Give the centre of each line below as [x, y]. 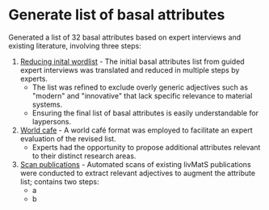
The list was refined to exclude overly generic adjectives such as [140, 87]
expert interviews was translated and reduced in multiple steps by [130, 69]
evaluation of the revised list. [68, 138]
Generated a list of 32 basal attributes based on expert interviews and [125, 37]
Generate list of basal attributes [117, 15]
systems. [47, 104]
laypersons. [51, 121]
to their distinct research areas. [84, 156]
